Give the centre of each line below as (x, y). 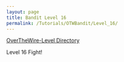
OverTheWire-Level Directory (43, 41)
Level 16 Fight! (24, 52)
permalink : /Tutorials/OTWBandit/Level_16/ (62, 23)
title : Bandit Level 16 (36, 18)
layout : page (23, 12)
